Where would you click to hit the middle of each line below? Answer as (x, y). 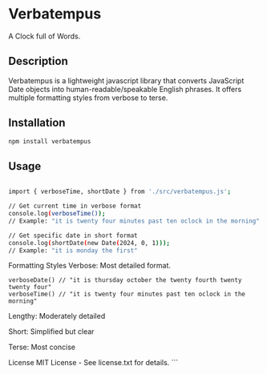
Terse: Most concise (42, 347)
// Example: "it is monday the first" (73, 250)
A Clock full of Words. (44, 36)
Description (38, 61)
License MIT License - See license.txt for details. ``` (93, 363)
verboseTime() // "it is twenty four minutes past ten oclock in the (127, 294)
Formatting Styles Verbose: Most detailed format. (89, 266)
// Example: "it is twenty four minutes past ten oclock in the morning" (134, 221)
